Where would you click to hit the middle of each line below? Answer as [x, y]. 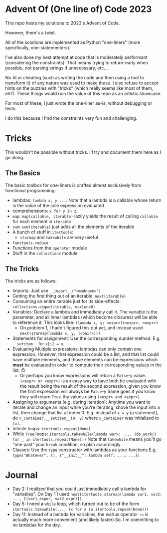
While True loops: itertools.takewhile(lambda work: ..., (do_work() [84, 434]
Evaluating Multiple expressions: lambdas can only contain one [77, 349]
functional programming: [31, 190]
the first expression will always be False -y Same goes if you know [88, 391]
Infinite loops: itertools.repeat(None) [52, 428]
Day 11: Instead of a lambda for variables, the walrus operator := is [80, 515]
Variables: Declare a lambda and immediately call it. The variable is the [85, 312]
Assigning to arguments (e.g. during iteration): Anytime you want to [81, 402]
